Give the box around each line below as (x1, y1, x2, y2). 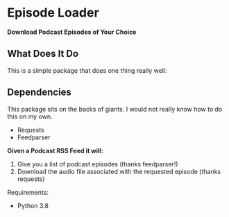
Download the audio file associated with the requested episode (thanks (17, 167, 221, 175)
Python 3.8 (17, 201, 49, 209)
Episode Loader (7, 5, 99, 21)
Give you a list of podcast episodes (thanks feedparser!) (17, 159, 178, 168)
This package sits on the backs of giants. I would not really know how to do (7, 105, 223, 113)
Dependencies (7, 87, 71, 98)
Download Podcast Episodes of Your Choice (7, 28, 137, 36)
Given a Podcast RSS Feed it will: (7, 146, 104, 155)
